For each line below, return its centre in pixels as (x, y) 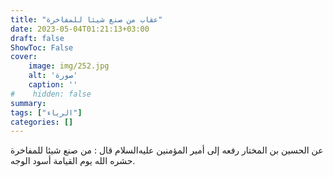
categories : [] (42, 122)
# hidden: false (51, 94)
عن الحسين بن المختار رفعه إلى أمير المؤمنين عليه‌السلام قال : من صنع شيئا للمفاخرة (167, 150)
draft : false (37, 38)
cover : (24, 57)
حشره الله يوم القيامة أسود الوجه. (73, 161)
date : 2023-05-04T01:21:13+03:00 (80, 29)
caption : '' (53, 85)
